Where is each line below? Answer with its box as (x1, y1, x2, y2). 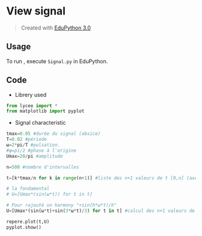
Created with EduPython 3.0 (20, 24, 91, 31)
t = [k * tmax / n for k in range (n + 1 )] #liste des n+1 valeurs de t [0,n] (6, 175, 185, 181)
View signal (6, 4, 66, 18)
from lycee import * (6, 102, 58, 109)
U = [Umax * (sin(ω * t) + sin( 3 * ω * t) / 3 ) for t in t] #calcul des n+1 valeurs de (6, 208, 195, 214)
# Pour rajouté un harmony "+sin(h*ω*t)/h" (6, 202, 117, 208)
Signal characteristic (14, 119, 66, 126)
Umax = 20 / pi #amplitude (6, 153, 63, 159)
